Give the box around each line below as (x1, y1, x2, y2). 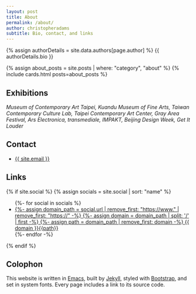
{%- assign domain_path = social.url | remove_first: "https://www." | (14, 205, 180, 213)
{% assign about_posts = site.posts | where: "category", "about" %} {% (6, 64, 180, 71)
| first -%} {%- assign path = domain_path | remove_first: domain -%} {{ (14, 218, 190, 225)
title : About (6, 14, 38, 20)
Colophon (6, 259, 43, 269)
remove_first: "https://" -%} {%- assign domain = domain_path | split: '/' (14, 212, 190, 219)
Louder (6, 122, 24, 129)
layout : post (6, 8, 38, 15)
